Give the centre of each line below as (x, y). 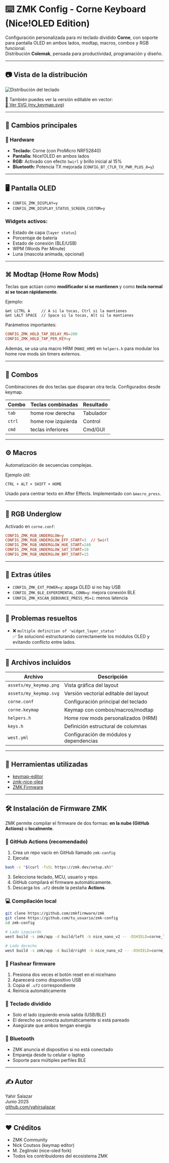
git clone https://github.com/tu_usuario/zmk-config (62, 918)
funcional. (16, 48)
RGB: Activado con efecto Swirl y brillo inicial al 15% (67, 161)
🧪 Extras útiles (28, 575)
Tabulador (95, 413)
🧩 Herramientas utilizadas (47, 764)
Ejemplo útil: (18, 475)
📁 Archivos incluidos (38, 662)
